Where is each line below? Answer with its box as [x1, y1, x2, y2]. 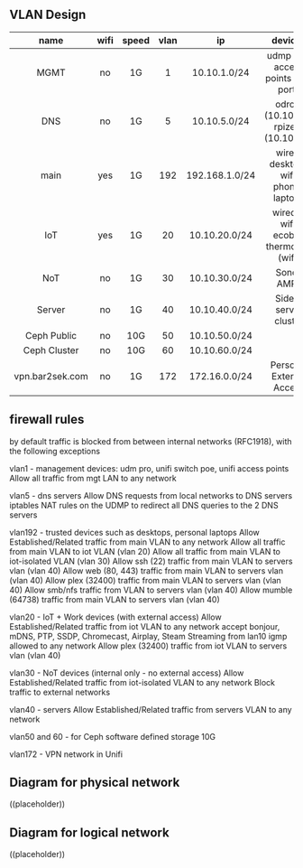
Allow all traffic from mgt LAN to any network [9, 472, 178, 483]
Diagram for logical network [9, 825, 170, 840]
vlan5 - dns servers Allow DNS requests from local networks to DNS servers [9, 490, 293, 500]
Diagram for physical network [9, 775, 180, 790]
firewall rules [9, 412, 85, 427]
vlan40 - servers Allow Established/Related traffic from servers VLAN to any [9, 704, 292, 714]
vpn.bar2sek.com [14, 369, 88, 382]
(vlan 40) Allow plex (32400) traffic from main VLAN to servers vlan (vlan [9, 574, 281, 585]
